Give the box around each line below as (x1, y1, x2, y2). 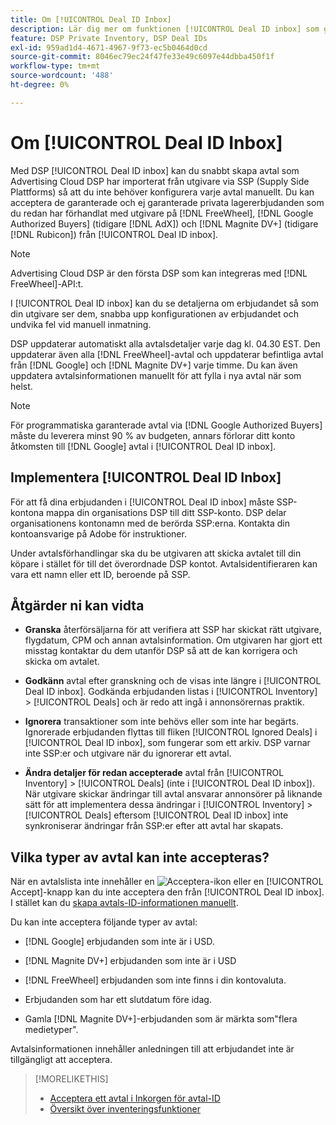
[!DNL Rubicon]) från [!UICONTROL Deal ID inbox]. (10, 228, 219, 240)
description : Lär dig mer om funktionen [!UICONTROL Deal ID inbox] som (10, 24, 320, 34)
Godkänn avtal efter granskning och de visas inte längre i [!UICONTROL (24, 675, 322, 687)
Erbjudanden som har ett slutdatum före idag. (24, 994, 212, 1006)
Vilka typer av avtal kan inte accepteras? (10, 849, 270, 866)
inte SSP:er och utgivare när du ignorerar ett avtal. (24, 747, 232, 760)
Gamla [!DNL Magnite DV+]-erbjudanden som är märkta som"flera (24, 1013, 298, 1025)
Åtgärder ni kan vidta (10, 597, 145, 614)
